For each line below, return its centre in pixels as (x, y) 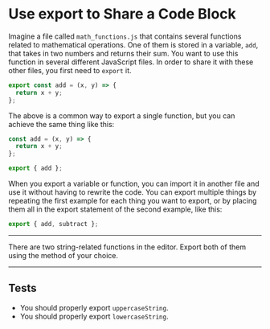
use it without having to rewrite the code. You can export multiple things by (133, 192)
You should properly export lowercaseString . (94, 316)
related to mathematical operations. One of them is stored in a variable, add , (133, 44)
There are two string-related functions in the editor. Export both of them (127, 247)
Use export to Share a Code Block (123, 14)
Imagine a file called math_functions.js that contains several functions (125, 36)
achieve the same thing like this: (61, 124)
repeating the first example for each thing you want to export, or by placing (133, 201)
